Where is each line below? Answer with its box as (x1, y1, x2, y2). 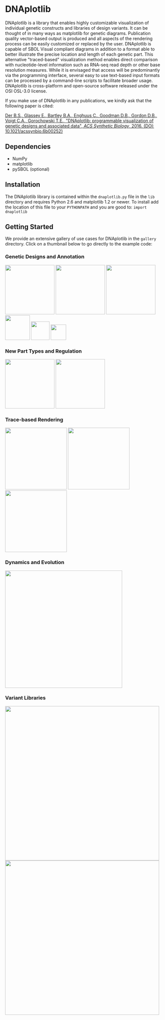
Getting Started (5, 222, 54, 231)
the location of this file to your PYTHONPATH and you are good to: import (5, 204, 147, 210)
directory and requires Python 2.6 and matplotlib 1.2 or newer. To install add (5, 199, 159, 204)
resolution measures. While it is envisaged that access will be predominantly (5, 67, 160, 73)
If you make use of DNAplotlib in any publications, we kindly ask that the (5, 97, 152, 103)
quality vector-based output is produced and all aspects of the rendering (5, 36, 153, 41)
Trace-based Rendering (5, 416, 64, 423)
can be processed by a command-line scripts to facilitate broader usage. (5, 78, 153, 83)
